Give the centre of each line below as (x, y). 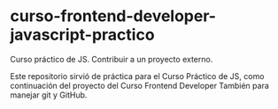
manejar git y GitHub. (49, 95)
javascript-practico (82, 35)
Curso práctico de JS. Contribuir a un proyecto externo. (112, 59)
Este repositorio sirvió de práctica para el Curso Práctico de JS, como (137, 76)
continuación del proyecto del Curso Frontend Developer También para (139, 85)
